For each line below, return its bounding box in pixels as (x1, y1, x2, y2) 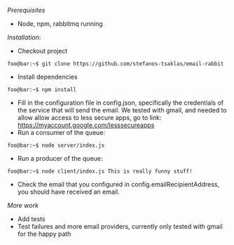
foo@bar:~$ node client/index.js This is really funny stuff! (7, 168, 193, 175)
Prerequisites (7, 6, 46, 14)
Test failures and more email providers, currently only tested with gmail (17, 223, 223, 230)
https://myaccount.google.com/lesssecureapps (17, 121, 155, 129)
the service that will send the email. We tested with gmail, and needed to (17, 106, 228, 114)
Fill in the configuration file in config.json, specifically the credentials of (17, 98, 224, 107)
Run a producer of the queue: (17, 154, 103, 162)
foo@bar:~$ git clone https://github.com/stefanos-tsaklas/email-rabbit (7, 60, 224, 67)
